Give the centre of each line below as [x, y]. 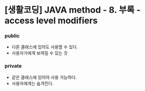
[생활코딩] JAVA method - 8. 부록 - [72, 10]
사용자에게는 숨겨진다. [33, 83]
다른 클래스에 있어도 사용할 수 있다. [45, 47]
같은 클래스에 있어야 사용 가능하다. [44, 77]
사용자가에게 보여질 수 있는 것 [39, 53]
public [12, 36]
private [13, 66]
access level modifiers [51, 21]
